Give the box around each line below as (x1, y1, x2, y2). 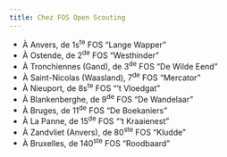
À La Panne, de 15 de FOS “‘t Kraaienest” (21, 114, 170, 126)
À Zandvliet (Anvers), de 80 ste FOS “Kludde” (21, 125, 186, 137)
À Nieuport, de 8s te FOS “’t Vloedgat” (21, 81, 161, 94)
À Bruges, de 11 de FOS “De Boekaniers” (21, 103, 168, 116)
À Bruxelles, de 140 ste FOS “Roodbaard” (21, 136, 171, 148)
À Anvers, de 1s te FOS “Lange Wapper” (21, 37, 167, 50)
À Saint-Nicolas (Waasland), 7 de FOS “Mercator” (21, 70, 201, 83)
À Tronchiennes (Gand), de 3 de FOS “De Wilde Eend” (21, 59, 218, 71)
